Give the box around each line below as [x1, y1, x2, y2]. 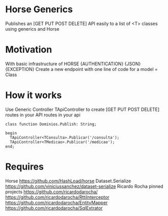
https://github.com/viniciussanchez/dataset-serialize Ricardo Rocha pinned [5, 183, 164, 189]
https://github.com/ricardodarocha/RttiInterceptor [5, 194, 109, 200]
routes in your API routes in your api [5, 111, 80, 118]
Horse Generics [5, 4, 73, 15]
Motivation [5, 44, 52, 56]
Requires [5, 161, 44, 172]
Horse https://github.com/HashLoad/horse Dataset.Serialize [5, 178, 131, 184]
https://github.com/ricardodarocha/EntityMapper [5, 199, 108, 205]
